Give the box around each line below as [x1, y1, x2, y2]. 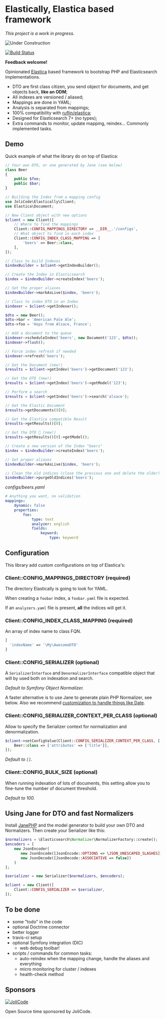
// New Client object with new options [5, 213, 87, 218]
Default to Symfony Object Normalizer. [5, 685, 84, 691]
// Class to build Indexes [5, 258, 61, 263]
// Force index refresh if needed [5, 349, 77, 354]
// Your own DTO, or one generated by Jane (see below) [5, 162, 123, 168]
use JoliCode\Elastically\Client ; [5, 199, 77, 204]
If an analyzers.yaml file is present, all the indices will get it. [5, 605, 127, 611]
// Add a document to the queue [5, 331, 72, 336]
